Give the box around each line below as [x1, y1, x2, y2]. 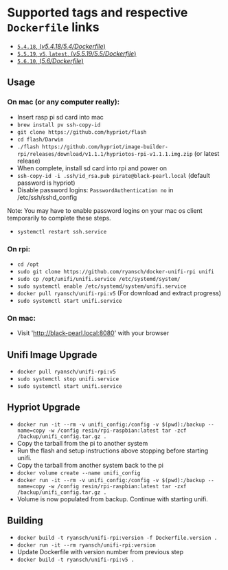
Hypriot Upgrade [7, 402, 80, 413]
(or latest [194, 149, 220, 157]
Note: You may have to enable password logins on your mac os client [7, 206, 203, 214]
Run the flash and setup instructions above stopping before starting [16, 446, 209, 455]
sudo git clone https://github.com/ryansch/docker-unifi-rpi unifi [16, 268, 214, 275]
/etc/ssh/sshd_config [16, 193, 78, 201]
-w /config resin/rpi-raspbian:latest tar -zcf [47, 427, 187, 434]
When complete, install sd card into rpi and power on [16, 163, 167, 172]
